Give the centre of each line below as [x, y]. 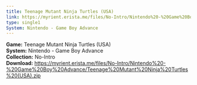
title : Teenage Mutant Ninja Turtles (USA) [60, 11]
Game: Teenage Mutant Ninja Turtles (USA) [59, 45]
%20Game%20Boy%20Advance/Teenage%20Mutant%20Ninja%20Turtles [97, 69]
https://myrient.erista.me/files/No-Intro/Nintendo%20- [100, 63]
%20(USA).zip [23, 76]
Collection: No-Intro [31, 57]
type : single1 [23, 22]
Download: [20, 63]
